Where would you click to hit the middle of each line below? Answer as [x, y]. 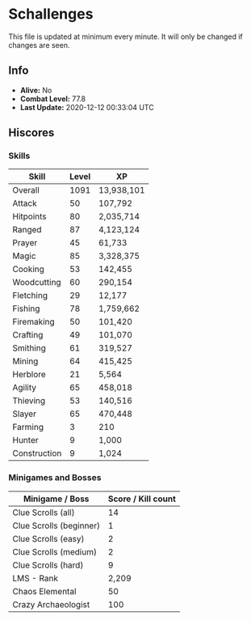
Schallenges [51, 14]
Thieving [29, 401]
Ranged [27, 230]
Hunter [25, 440]
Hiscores [31, 133]
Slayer [24, 414]
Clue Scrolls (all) [44, 513]
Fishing [26, 308]
